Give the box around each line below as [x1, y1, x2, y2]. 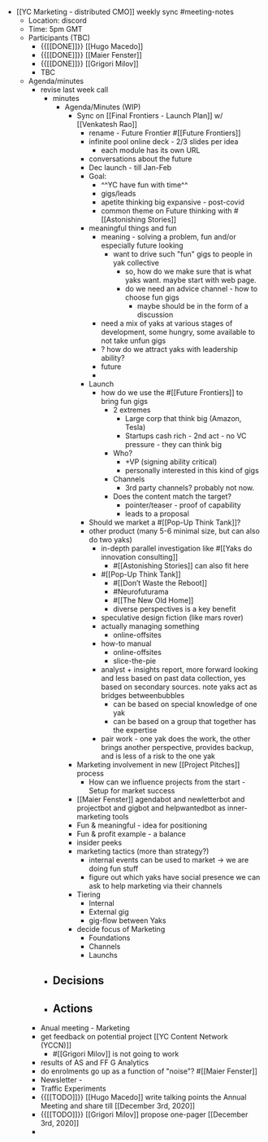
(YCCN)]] [40, 1040, 71, 1050]
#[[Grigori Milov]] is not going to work [52, 1049, 179, 1059]
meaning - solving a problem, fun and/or [101, 232, 237, 241]
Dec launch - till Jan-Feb [89, 163, 172, 172]
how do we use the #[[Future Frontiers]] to [101, 388, 244, 398]
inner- [227, 803, 248, 813]
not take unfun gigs [101, 336, 166, 345]
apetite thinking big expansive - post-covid [101, 197, 245, 207]
